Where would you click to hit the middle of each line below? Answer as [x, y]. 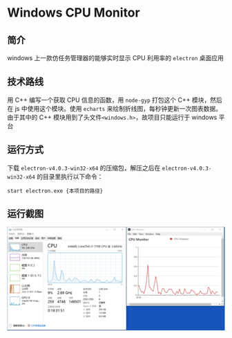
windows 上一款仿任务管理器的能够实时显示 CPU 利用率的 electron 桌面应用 [116, 58]
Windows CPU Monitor [74, 13]
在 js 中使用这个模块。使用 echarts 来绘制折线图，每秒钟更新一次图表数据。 [115, 108]
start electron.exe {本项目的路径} [55, 191]
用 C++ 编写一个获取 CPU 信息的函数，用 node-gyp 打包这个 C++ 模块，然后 [115, 100]
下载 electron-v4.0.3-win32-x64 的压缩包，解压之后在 [84, 168]
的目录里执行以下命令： [70, 176]
